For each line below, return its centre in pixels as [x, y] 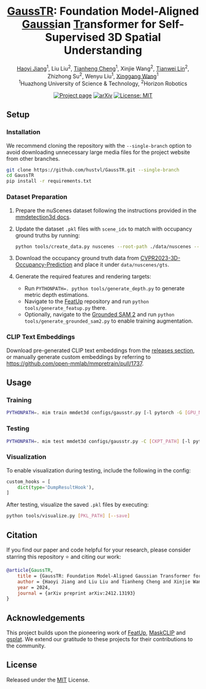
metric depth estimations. [57, 295]
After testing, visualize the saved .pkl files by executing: [78, 505]
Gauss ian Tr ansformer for [89, 24]
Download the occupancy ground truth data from [77, 258]
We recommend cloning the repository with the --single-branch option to [99, 145]
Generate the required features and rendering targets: [83, 277]
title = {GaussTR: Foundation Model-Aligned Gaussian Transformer [104, 576]
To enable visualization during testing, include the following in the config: [99, 470]
